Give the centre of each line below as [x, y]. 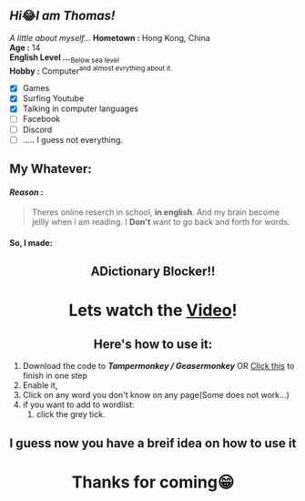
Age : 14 [25, 47]
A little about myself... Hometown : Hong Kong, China [110, 37]
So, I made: [31, 242]
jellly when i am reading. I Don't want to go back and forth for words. [161, 222]
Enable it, [40, 385]
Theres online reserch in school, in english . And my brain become [156, 212]
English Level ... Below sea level [65, 58]
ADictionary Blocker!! [153, 272]
